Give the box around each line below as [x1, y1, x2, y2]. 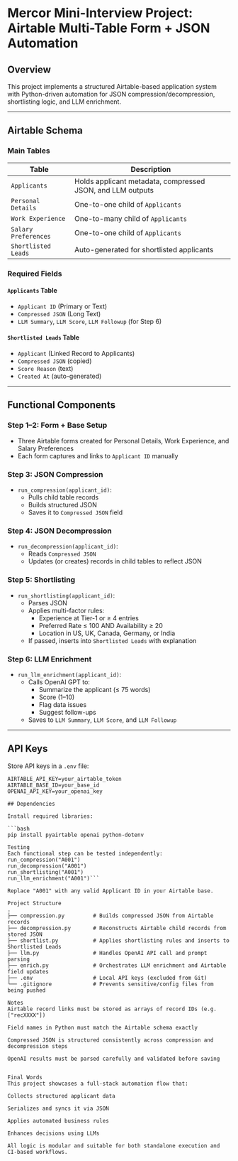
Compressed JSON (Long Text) [17, 309, 101, 318]
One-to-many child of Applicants [74, 213, 188, 223]
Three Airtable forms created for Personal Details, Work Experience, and [17, 436, 229, 445]
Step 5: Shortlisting [7, 575, 76, 585]
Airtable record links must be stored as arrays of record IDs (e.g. [7, 1005, 217, 1012]
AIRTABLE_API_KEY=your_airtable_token [7, 775, 122, 782]
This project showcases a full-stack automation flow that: [7, 1080, 189, 1087]
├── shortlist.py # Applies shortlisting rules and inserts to [7, 936, 230, 944]
